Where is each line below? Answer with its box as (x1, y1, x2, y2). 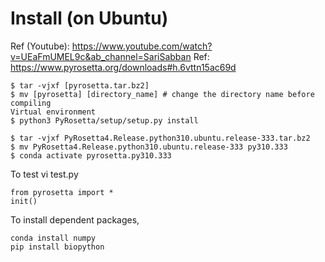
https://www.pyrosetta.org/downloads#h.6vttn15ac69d (10, 61, 237, 73)
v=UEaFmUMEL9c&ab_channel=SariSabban (10, 50, 192, 62)
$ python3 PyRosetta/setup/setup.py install (10, 115, 199, 126)
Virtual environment (10, 107, 97, 117)
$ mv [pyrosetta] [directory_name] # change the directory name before (10, 89, 315, 99)
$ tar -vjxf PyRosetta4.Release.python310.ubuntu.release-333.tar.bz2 (10, 133, 311, 143)
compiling (10, 98, 52, 108)
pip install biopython (10, 242, 105, 252)
